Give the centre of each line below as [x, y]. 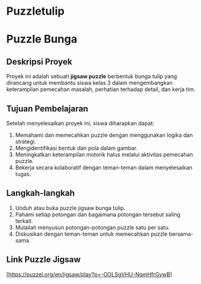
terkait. [24, 220]
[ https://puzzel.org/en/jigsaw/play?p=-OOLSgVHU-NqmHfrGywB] [89, 274]
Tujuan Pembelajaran [47, 108]
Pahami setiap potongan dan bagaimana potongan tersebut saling [98, 214]
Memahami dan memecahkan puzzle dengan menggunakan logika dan [104, 135]
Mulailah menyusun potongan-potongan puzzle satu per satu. [93, 227]
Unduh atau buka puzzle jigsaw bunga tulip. [70, 208]
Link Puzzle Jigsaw [44, 260]
